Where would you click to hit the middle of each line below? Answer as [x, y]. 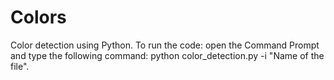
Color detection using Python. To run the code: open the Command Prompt [165, 45]
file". [20, 66]
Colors [38, 17]
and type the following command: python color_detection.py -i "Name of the [167, 55]
